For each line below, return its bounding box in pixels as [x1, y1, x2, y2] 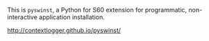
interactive [7, 13, 38, 21]
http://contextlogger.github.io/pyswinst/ [7, 27, 122, 34]
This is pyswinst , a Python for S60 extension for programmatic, [7, 6, 187, 14]
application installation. [39, 13, 106, 21]
